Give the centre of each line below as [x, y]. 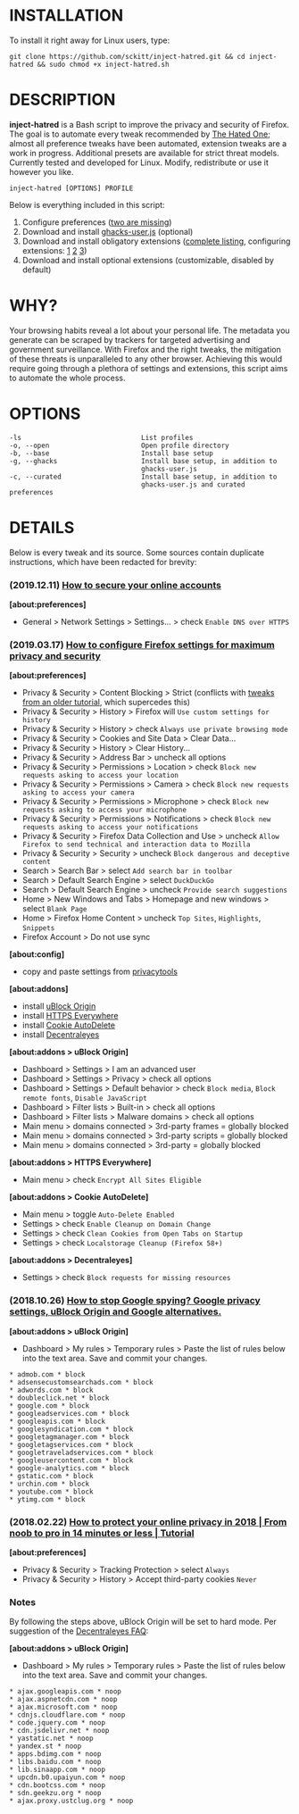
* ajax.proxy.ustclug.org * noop [71, 1801]
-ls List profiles [101, 437]
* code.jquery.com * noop [57, 1723]
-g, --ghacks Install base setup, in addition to [143, 461]
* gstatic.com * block [51, 1476]
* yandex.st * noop [46, 1746]
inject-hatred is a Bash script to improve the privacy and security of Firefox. [149, 124]
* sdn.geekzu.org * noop [55, 1793]
